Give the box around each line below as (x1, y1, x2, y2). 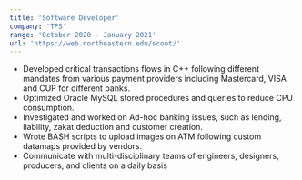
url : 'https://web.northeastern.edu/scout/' (9, 38, 181, 48)
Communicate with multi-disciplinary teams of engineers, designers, (22, 151, 279, 162)
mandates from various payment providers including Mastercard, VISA (22, 74, 287, 85)
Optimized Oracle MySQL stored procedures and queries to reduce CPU (22, 93, 294, 104)
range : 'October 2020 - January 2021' (9, 30, 156, 39)
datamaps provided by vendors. (22, 141, 143, 152)
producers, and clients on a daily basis (22, 160, 168, 171)
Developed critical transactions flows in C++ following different (22, 64, 259, 75)
